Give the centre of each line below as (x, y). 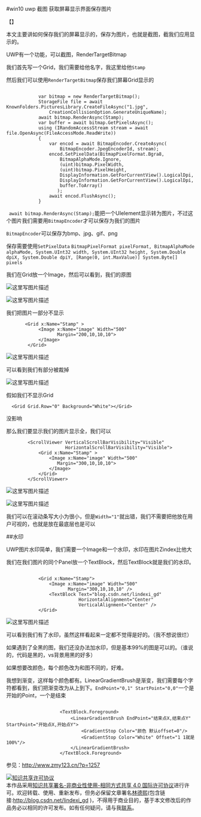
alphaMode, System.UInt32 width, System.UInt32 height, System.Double (96, 252)
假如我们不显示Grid (30, 395)
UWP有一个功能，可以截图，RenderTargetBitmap (66, 55)
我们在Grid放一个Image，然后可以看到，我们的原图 (69, 275)
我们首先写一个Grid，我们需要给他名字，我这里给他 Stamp (76, 67)
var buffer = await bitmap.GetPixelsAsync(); (96, 123)
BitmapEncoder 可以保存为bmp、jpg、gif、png (62, 233)
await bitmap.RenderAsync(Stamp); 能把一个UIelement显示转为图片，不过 (98, 213)
